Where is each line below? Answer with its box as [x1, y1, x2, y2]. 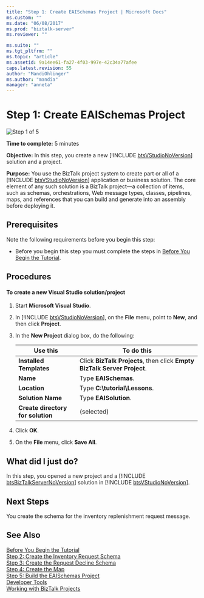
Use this [33, 347, 59, 355]
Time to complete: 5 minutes [6, 140, 80, 148]
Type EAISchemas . [80, 374, 135, 382]
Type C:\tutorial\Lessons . [80, 384, 154, 392]
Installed [18, 356, 44, 365]
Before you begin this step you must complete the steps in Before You [15, 247, 190, 255]
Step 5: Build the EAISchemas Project [6, 572, 100, 579]
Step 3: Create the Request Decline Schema [6, 559, 117, 566]
